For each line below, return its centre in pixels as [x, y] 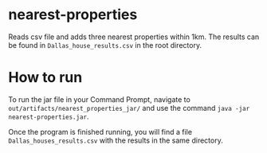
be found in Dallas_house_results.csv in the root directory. [105, 45]
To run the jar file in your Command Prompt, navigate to [100, 99]
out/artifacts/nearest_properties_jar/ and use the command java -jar [129, 108]
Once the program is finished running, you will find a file [100, 131]
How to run [45, 78]
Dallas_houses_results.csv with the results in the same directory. [116, 140]
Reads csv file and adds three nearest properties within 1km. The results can [134, 37]
